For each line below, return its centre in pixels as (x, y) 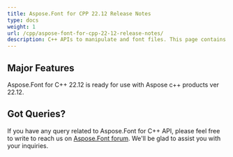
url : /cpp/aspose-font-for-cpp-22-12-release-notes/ (85, 33)
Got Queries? (37, 114)
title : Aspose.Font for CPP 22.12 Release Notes (79, 14)
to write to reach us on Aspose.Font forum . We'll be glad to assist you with (114, 138)
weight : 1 (22, 27)
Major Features (41, 68)
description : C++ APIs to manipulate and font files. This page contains (117, 40)
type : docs (23, 20)
